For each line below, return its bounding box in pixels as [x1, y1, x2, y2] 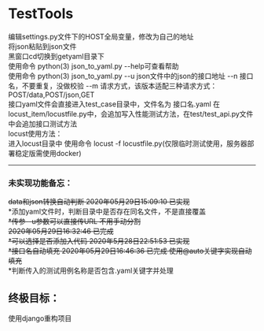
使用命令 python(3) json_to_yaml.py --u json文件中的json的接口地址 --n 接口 [8, 71, 254, 80]
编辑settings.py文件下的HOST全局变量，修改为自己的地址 [8, 32, 194, 41]
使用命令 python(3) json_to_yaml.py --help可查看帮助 [8, 61, 179, 71]
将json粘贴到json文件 [8, 41, 77, 51]
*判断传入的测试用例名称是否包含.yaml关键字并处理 [8, 266, 174, 276]
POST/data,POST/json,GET [8, 90, 95, 99]
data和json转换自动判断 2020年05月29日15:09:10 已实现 [8, 197, 190, 206]
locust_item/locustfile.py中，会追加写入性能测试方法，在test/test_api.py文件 [8, 109, 254, 118]
